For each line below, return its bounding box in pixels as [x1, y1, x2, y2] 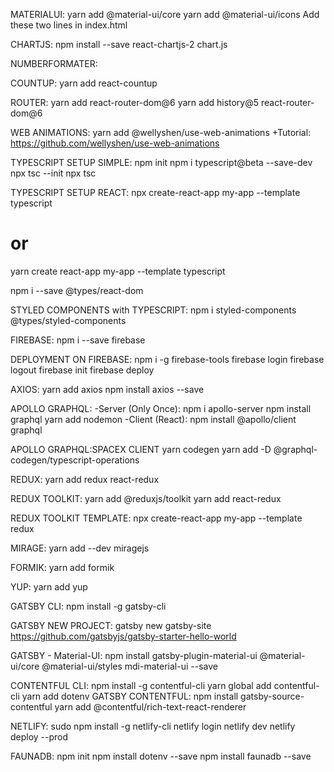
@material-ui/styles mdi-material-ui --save [41, 660, 218, 672]
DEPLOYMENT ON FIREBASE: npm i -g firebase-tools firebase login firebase [10, 353, 325, 365]
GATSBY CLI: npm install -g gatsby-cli [10, 600, 167, 612]
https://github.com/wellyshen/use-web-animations [10, 137, 220, 149]
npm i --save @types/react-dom [10, 284, 144, 296]
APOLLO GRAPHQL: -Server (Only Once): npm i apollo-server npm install [10, 402, 312, 414]
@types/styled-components [10, 314, 127, 326]
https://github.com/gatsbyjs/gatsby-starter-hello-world [10, 630, 237, 642]
